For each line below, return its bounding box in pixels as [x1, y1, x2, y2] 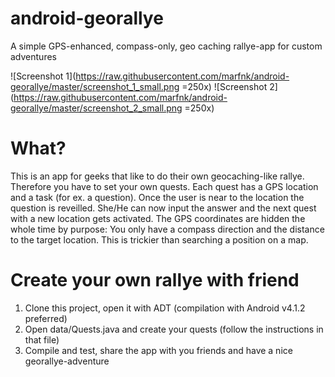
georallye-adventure [24, 355, 110, 367]
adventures [10, 50, 57, 62]
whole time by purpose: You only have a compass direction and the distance [10, 223, 325, 235]
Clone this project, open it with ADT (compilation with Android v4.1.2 [24, 302, 306, 314]
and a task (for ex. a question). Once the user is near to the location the [10, 191, 305, 203]
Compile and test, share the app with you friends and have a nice [24, 344, 293, 356]
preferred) [24, 312, 68, 324]
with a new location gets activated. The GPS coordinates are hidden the [10, 212, 306, 224]
